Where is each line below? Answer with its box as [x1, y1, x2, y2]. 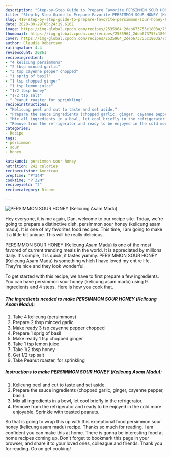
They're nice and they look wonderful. [5, 263, 85, 269]
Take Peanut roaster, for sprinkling [12, 357, 85, 363]
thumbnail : [5, 31, 28, 36]
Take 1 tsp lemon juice [12, 341, 60, 347]
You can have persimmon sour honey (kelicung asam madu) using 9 [5, 279, 148, 284]
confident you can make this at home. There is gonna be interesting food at [5, 429, 163, 436]
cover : [5, 36, 19, 41]
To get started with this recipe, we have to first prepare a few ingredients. [5, 273, 159, 279]
